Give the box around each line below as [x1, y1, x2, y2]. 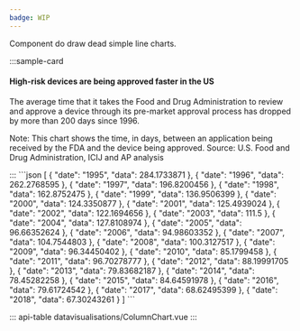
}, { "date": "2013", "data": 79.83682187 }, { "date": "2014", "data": [9, 265, 255, 276]
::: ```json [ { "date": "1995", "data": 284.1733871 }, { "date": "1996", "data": [9, 169, 284, 180]
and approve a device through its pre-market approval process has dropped [9, 106, 291, 116]
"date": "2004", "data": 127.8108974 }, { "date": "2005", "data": [9, 217, 242, 228]
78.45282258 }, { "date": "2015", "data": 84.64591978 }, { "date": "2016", [9, 274, 279, 285]
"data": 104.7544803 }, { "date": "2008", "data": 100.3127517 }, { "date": [9, 236, 276, 247]
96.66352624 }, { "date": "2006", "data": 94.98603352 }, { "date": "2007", [9, 226, 286, 237]
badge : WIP [9, 13, 50, 23]
